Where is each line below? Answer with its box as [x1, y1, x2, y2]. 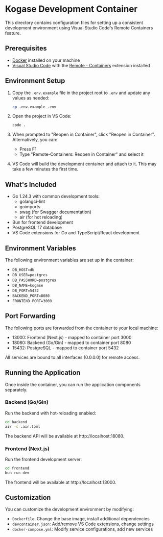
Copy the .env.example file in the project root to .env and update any [12, 90, 150, 96]
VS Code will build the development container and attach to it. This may [12, 161, 157, 167]
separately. [5, 387, 28, 392]
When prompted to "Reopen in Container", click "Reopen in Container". [12, 131, 155, 138]
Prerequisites [5, 44, 47, 52]
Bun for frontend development [12, 220, 73, 225]
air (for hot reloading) [19, 214, 63, 220]
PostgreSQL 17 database [12, 224, 62, 231]
